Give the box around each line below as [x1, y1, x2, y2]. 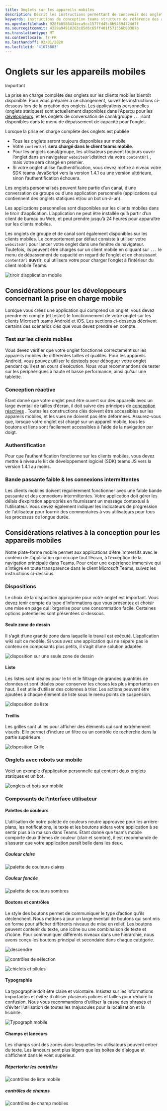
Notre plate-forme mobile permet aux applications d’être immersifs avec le [5, 549, 158, 555]
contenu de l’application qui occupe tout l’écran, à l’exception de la [5, 555, 142, 561]
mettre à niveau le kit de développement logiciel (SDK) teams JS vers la [5, 458, 152, 464]
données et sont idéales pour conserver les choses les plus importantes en [5, 681, 159, 687]
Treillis [5, 712, 20, 718]
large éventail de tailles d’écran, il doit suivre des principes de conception [5, 403, 156, 409]
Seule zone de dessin [5, 622, 51, 628]
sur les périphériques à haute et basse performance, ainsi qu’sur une [5, 368, 147, 374]
